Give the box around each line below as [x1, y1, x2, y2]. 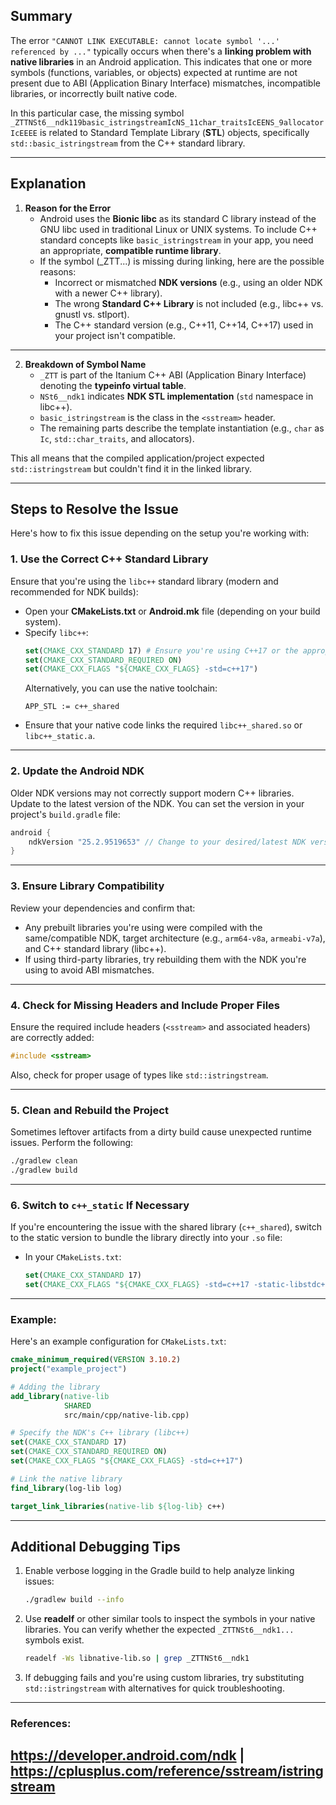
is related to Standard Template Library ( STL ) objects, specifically [39, 126, 310, 138]
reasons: [39, 265, 77, 278]
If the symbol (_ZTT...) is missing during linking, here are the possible [39, 255, 325, 267]
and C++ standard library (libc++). [24, 942, 167, 954]
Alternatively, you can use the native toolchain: [24, 682, 218, 694]
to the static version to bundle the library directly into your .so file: [10, 1232, 283, 1244]
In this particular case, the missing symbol [10, 107, 185, 119]
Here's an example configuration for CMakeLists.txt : [10, 1335, 227, 1348]
